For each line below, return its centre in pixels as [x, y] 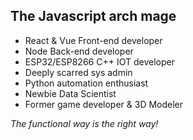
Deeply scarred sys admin [78, 72]
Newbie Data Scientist [70, 93]
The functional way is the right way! [84, 123]
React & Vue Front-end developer [93, 40]
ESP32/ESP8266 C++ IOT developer [99, 61]
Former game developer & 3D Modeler [104, 104]
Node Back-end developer [79, 51]
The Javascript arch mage [93, 16]
